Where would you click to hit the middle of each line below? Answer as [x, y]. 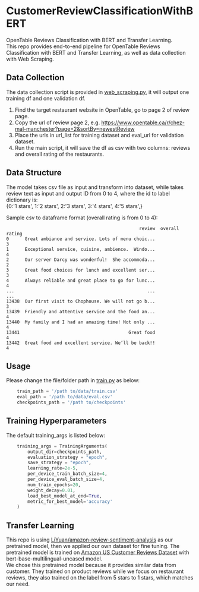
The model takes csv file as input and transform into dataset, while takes [95, 187]
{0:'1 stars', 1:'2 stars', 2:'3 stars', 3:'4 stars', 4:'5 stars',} [74, 206]
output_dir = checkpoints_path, [65, 452]
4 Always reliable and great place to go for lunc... [81, 281]
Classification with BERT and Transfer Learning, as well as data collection [96, 52]
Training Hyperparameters [56, 421]
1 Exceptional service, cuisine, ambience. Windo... [81, 249]
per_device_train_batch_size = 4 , [68, 474]
